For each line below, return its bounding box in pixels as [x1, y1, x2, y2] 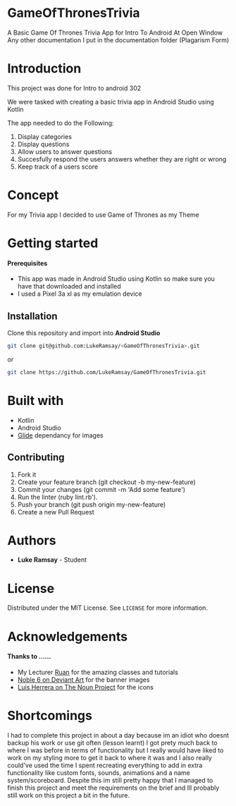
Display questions [17, 140, 70, 148]
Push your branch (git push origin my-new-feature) [17, 500, 166, 509]
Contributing [7, 452, 65, 464]
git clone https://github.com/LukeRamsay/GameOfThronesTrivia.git [7, 368, 206, 375]
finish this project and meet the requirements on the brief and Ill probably [7, 783, 220, 792]
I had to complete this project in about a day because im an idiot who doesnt [7, 730, 230, 739]
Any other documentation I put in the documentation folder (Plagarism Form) [7, 35, 230, 44]
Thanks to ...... [7, 652, 51, 661]
